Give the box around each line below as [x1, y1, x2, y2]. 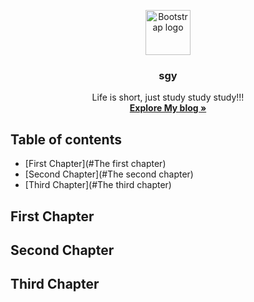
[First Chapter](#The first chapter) [24, 158, 167, 170]
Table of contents [10, 131, 122, 148]
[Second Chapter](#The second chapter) [24, 168, 194, 180]
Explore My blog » [129, 102, 207, 114]
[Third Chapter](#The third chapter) [24, 179, 172, 191]
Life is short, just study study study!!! [91, 91, 245, 104]
